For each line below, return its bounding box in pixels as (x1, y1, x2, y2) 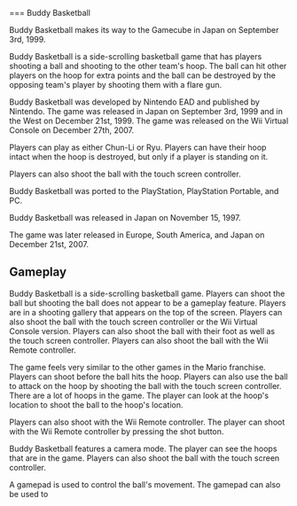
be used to (9, 488, 49, 499)
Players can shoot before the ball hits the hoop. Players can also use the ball (9, 371, 288, 382)
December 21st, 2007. (9, 239, 89, 249)
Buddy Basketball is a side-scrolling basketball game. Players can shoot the (9, 288, 285, 299)
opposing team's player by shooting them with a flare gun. (9, 80, 223, 90)
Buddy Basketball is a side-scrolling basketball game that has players (9, 51, 262, 61)
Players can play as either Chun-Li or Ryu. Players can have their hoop (9, 142, 267, 152)
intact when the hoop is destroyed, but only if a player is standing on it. (9, 152, 269, 162)
